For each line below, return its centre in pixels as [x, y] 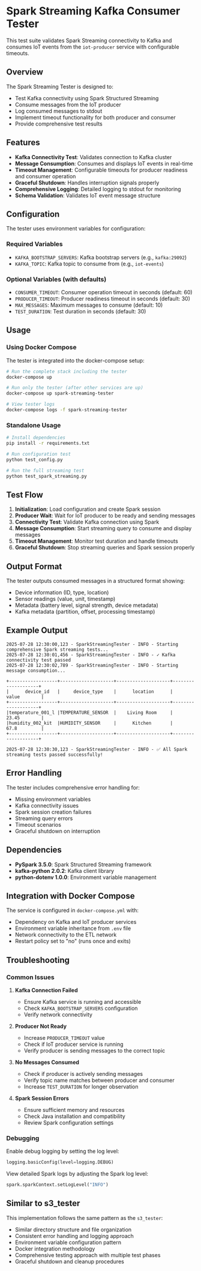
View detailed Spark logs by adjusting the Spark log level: [77, 1174]
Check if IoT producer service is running [74, 1044]
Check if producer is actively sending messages [83, 1074]
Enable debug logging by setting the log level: [63, 1152]
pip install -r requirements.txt [48, 443]
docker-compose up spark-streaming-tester [60, 394]
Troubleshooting [38, 960]
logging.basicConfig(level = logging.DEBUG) [60, 1162]
